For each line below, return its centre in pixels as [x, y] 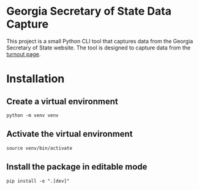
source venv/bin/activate [39, 148]
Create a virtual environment [62, 101]
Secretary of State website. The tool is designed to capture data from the [99, 48]
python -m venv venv [33, 115]
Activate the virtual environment [69, 134]
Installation [36, 79]
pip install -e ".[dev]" [38, 181]
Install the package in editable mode [77, 167]
